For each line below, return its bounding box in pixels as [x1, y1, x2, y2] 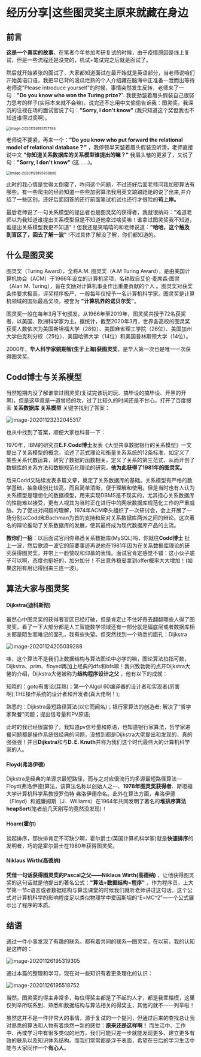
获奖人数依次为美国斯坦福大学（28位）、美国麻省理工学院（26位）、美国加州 [6, 325, 193, 332]
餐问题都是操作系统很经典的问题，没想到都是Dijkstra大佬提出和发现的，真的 [6, 731, 193, 738]
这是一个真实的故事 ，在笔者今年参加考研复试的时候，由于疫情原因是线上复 [6, 49, 190, 56]
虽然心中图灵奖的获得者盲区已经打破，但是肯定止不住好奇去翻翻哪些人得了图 [6, 616, 195, 623]
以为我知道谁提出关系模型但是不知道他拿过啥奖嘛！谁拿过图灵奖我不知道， [11, 216, 195, 223]
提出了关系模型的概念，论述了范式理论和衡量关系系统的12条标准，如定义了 [6, 449, 190, 456]
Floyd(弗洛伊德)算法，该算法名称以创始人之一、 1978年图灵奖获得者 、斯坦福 [6, 783, 193, 790]
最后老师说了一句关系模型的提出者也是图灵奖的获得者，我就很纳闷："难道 [6, 209, 187, 215]
